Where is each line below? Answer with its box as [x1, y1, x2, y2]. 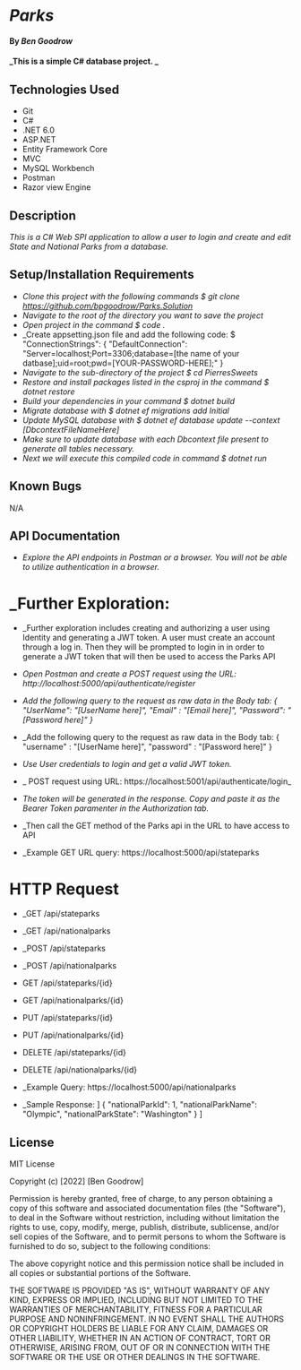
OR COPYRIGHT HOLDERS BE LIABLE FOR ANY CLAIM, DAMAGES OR [9, 1323, 269, 1334]
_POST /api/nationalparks [21, 961, 117, 971]
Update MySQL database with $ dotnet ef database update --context [21, 414, 280, 426]
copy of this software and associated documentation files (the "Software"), [9, 1202, 287, 1214]
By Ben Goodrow [9, 35, 73, 46]
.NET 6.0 [21, 125, 56, 135]
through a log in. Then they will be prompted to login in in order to [21, 642, 265, 652]
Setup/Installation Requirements [9, 267, 194, 282]
